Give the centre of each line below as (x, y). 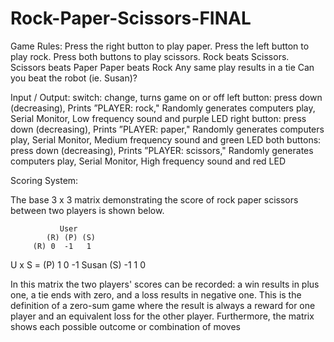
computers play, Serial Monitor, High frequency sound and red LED (148, 161)
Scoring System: (44, 180)
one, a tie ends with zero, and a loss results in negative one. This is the (156, 294)
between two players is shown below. (87, 210)
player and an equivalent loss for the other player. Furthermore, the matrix (162, 316)
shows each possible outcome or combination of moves (126, 326)
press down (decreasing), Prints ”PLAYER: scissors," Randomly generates (162, 150)
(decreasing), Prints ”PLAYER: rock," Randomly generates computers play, (163, 108)
